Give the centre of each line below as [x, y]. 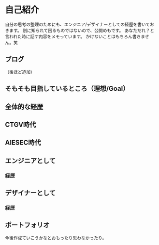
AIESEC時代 [23, 143]
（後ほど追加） [20, 72]
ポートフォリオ [27, 225]
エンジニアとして [30, 161]
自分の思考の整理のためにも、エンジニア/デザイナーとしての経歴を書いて [78, 24]
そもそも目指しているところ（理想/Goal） [67, 89]
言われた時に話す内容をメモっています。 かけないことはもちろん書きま [75, 36]
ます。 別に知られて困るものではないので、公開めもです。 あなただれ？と [82, 30]
